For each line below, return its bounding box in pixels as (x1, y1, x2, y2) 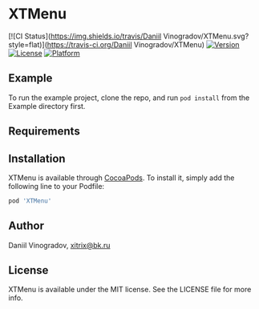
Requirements (8, 125, 80, 138)
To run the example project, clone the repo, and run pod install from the (8, 93, 250, 102)
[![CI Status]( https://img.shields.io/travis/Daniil (8, 31, 162, 41)
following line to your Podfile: (8, 181, 105, 191)
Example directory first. (8, 101, 86, 110)
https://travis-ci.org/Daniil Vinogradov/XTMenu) (47, 39, 205, 49)
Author (8, 219, 44, 233)
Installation (8, 151, 66, 165)
